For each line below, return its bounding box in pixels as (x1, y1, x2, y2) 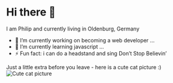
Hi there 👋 (6, 5, 56, 19)
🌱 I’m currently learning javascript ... (14, 43, 104, 50)
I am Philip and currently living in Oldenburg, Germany (6, 25, 139, 32)
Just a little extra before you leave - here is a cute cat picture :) (6, 63, 162, 70)
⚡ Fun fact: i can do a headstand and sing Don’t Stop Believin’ (14, 50, 167, 57)
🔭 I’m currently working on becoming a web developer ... (14, 36, 155, 44)
